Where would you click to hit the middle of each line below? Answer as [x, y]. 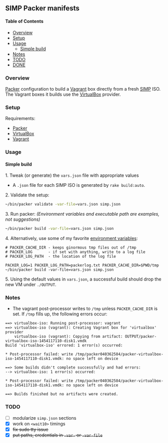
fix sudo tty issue [31, 429]
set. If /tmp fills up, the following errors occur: [60, 314]
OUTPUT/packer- [141, 337]
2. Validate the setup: [27, 195]
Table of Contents [24, 21]
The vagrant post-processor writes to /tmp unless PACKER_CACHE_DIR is [85, 309]
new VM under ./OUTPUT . [31, 285]
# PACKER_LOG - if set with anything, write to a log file [75, 252]
